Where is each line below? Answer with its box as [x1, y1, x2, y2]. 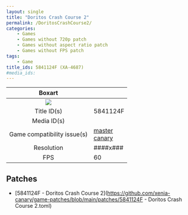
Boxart [38, 89, 58, 97]
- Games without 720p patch [17, 36, 87, 42]
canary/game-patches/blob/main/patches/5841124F [14, 196, 143, 203]
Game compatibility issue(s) [9, 130, 88, 139]
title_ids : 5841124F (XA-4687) [6, 64, 84, 70]
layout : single [6, 8, 44, 15]
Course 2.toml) [14, 202, 52, 210]
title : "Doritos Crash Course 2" [6, 14, 90, 20]
